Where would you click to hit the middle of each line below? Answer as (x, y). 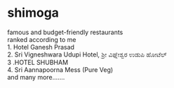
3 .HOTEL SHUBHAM (38, 62)
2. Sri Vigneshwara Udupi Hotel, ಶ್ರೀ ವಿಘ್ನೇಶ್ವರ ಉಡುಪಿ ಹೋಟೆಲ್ (87, 54)
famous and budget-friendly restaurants (65, 32)
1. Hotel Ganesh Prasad (41, 47)
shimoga (33, 13)
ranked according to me (42, 39)
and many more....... (36, 77)
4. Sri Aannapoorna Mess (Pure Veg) (60, 69)
